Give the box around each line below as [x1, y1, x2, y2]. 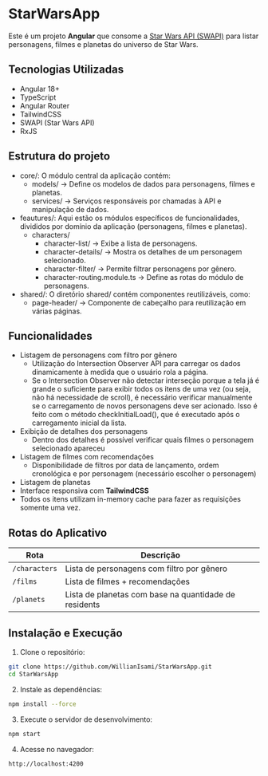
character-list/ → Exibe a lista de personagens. [43, 238, 198, 248]
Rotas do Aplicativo [8, 526, 108, 539]
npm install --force [8, 699, 77, 708]
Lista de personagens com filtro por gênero [65, 563, 228, 574]
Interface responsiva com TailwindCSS [19, 486, 149, 495]
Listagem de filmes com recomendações [19, 452, 154, 462]
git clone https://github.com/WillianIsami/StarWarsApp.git [8, 663, 213, 671]
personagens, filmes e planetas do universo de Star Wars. [8, 39, 199, 49]
